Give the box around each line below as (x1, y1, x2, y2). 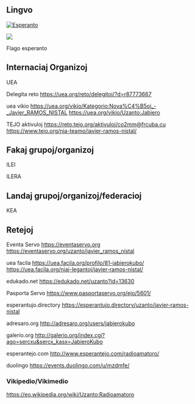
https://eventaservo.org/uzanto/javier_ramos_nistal (6, 247, 135, 255)
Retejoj (6, 225, 34, 235)
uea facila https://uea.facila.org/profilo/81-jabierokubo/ (6, 260, 144, 267)
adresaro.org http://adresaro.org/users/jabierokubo (6, 320, 135, 327)
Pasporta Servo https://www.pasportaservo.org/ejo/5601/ (6, 290, 151, 297)
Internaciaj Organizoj (6, 62, 88, 73)
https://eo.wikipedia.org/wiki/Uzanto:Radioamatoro (6, 391, 135, 398)
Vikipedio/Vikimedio (6, 376, 68, 385)
